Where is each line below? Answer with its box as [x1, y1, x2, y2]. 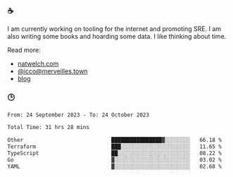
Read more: [7, 46, 41, 54]
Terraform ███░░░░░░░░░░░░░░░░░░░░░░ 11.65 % [7, 143, 222, 150]
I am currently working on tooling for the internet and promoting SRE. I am [7, 25, 222, 33]
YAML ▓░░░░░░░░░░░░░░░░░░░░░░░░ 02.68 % [7, 163, 222, 170]
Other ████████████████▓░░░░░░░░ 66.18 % [7, 137, 222, 144]
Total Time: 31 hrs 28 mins [7, 124, 90, 131]
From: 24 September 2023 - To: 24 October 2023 [7, 111, 150, 118]
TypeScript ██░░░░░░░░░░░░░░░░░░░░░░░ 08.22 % [7, 150, 222, 157]
